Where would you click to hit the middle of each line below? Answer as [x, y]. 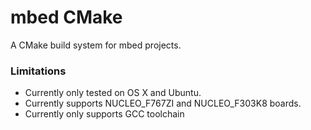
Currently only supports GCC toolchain [104, 114]
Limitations [38, 71]
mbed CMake [66, 17]
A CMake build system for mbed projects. [96, 45]
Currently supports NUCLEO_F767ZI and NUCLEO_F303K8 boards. [163, 103]
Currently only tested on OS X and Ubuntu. [113, 93]
